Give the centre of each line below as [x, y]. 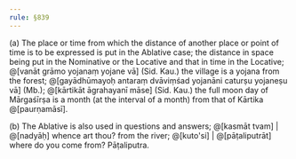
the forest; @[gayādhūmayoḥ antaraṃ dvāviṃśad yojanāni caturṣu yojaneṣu [148, 80]
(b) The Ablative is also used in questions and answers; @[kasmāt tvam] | [144, 126]
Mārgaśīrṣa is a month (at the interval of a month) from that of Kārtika [136, 99]
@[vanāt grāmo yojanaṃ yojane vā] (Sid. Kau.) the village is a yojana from [144, 71]
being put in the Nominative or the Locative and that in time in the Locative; [147, 61]
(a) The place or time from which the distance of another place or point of [144, 43]
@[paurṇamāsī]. [39, 108]
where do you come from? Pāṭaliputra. [79, 145]
